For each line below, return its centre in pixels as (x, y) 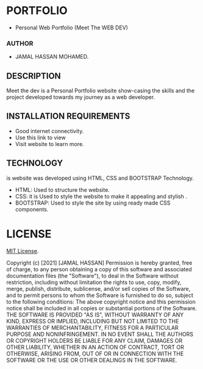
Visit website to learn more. (49, 144)
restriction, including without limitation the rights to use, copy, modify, (94, 282)
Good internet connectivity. (49, 131)
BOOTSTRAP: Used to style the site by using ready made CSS (93, 203)
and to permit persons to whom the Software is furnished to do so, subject (100, 295)
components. (32, 209)
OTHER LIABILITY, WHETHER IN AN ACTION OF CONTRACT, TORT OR (95, 347)
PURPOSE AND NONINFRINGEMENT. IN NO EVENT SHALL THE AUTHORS (100, 334)
